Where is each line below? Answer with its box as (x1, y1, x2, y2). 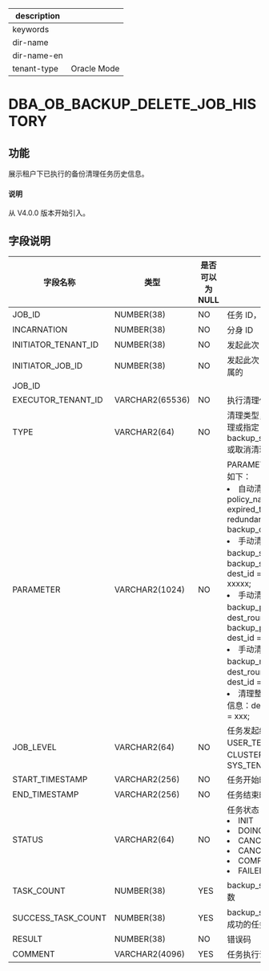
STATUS (12, 834, 44, 846)
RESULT (12, 933, 42, 944)
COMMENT (12, 949, 55, 960)
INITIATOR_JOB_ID (12, 361, 83, 372)
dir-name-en (12, 50, 64, 61)
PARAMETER (12, 584, 61, 595)
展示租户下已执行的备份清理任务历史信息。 (8, 169, 149, 178)
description (15, 10, 60, 21)
